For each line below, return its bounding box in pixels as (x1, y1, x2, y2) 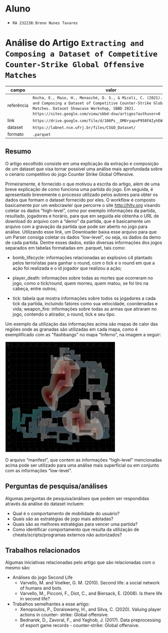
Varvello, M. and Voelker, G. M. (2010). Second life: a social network (19, 580, 160, 586)
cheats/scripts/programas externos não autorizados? (12, 532, 122, 538)
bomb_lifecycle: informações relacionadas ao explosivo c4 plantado (12, 254, 152, 261)
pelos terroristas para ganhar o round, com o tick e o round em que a (12, 260, 155, 266)
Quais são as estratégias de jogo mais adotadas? (12, 516, 113, 522)
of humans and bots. (19, 585, 62, 591)
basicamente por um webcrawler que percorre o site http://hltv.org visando (5, 202, 160, 208)
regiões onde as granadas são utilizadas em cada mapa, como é (5, 326, 138, 332)
